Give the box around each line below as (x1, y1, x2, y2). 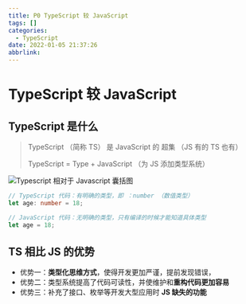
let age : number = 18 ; (8, 199, 84, 207)
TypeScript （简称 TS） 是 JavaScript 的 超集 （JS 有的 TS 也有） (27, 142, 243, 151)
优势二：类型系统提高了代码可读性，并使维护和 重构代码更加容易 (19, 278, 229, 287)
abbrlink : (8, 49, 41, 57)
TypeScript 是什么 (8, 119, 99, 133)
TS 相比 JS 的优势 (8, 244, 96, 259)
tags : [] (8, 19, 37, 27)
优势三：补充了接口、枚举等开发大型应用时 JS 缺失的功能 (19, 287, 207, 297)
